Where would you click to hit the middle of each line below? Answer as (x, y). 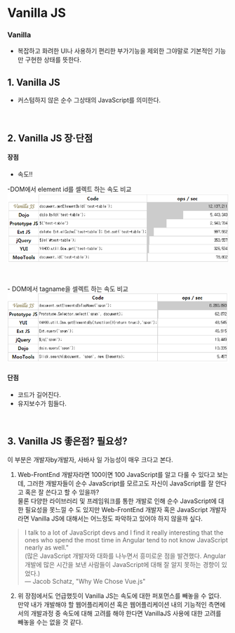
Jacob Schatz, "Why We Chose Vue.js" (89, 581)
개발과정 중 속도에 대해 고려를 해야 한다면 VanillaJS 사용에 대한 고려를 (126, 613)
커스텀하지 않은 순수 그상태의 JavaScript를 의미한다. (89, 100)
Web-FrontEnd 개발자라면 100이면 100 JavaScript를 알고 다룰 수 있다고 (116, 474)
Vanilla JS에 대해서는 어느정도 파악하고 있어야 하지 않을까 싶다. (117, 518)
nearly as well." (46, 547)
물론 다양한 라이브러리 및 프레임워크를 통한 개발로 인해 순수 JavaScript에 (117, 501)
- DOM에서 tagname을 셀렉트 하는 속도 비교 (68, 289)
